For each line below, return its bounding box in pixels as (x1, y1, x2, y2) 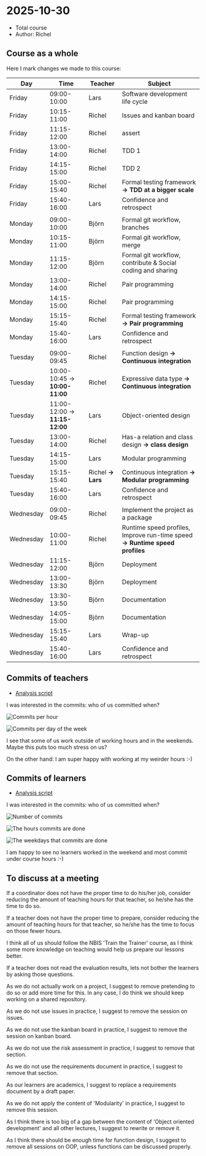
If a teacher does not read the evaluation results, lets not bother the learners (6, 964, 199, 972)
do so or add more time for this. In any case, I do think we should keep (6, 989, 185, 996)
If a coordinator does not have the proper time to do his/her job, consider (6, 890, 191, 897)
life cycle (121, 97, 148, 106)
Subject (147, 79, 171, 88)
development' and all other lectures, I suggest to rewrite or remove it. (6, 1125, 181, 1132)
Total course (15, 24, 47, 31)
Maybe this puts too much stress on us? (6, 743, 107, 751)
